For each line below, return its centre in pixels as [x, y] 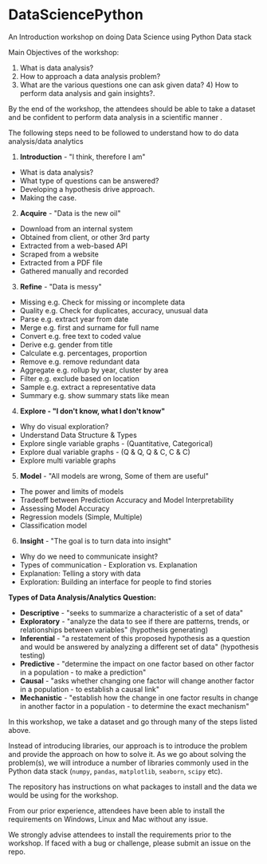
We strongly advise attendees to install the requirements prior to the [120, 834]
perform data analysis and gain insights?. [87, 93]
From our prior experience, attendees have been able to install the [117, 810]
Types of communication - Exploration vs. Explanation [108, 564]
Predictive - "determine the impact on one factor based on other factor [137, 663]
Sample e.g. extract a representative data [88, 387]
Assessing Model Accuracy [65, 508]
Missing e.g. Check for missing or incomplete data [102, 302]
